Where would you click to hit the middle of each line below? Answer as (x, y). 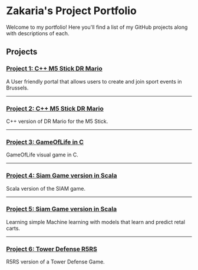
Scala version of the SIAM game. (46, 188)
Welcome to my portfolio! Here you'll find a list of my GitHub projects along (97, 27)
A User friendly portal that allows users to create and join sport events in (94, 81)
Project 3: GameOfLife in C (45, 142)
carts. (13, 228)
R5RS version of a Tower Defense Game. (55, 262)
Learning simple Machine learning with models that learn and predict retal (96, 222)
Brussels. (17, 88)
